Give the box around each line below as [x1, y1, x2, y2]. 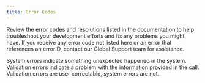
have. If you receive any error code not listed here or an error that [6, 38, 172, 46]
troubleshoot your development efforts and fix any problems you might [6, 32, 185, 40]
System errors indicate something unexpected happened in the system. [6, 57, 187, 64]
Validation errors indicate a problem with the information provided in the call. [6, 63, 199, 71]
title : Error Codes [6, 9, 56, 15]
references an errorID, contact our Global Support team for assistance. [6, 45, 185, 52]
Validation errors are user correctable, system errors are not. [6, 70, 160, 77]
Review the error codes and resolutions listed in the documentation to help [6, 26, 195, 33]
